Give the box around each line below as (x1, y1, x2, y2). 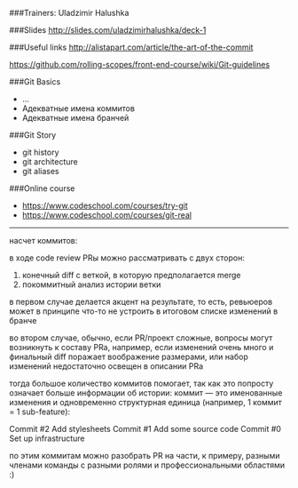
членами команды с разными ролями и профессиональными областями (9, 460, 286, 470)
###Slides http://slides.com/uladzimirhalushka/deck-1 (9, 25, 207, 35)
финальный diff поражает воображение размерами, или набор (9, 351, 248, 362)
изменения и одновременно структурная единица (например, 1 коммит (9, 397, 282, 407)
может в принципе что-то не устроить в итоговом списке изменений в (9, 306, 278, 316)
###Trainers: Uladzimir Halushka (9, 8, 129, 18)
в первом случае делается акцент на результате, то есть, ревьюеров (9, 297, 273, 307)
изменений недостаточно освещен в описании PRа (9, 361, 204, 372)
